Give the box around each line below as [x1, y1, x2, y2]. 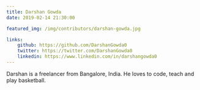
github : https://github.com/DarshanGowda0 [17, 42, 127, 49]
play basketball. [6, 77, 46, 84]
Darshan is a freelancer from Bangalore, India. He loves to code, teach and [6, 70, 194, 77]
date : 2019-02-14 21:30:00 [6, 15, 75, 21]
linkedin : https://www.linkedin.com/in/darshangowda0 [17, 54, 157, 60]
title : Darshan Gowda [6, 9, 62, 15]
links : [6, 36, 23, 43]
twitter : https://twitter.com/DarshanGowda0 [17, 48, 133, 54]
